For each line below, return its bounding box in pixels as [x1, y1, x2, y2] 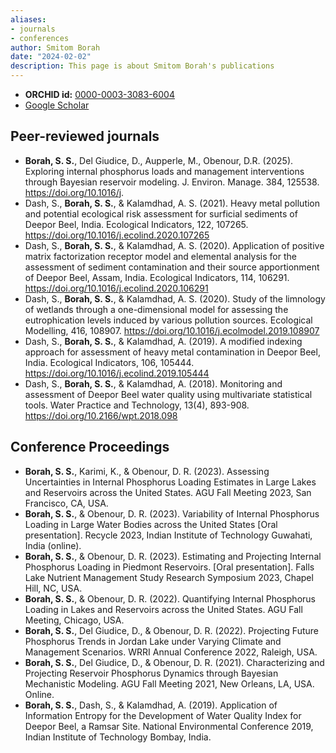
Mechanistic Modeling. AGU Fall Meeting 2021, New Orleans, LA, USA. [24, 677, 315, 690]
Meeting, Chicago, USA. [24, 614, 125, 626]
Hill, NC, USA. [24, 582, 83, 594]
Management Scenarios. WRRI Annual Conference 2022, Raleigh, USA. [24, 646, 318, 658]
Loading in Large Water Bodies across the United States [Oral [24, 518, 278, 530]
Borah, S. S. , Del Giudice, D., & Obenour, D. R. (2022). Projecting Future [24, 624, 319, 636]
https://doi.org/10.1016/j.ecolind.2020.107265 [24, 229, 210, 241]
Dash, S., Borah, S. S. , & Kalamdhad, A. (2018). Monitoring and [24, 377, 283, 390]
